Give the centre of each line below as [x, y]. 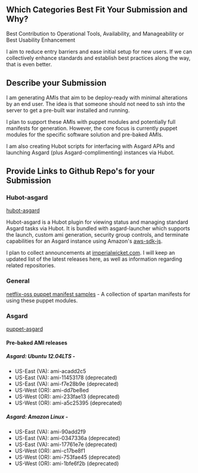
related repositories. [31, 266]
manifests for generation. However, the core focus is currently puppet [92, 128]
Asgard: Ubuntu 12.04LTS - [41, 356]
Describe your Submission [56, 83]
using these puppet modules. [42, 300]
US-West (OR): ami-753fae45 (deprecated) [68, 457]
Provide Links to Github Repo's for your [81, 171]
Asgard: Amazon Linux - [37, 417]
